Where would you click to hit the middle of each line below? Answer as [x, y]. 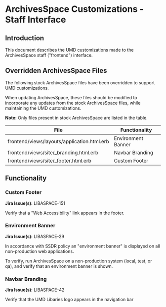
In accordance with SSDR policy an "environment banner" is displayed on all [83, 246]
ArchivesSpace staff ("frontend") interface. [49, 55]
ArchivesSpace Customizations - [75, 9]
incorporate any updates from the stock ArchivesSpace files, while [73, 103]
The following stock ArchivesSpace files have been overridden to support [80, 82]
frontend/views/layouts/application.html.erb [59, 141]
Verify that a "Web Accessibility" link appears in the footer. [65, 213]
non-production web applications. [40, 251]
